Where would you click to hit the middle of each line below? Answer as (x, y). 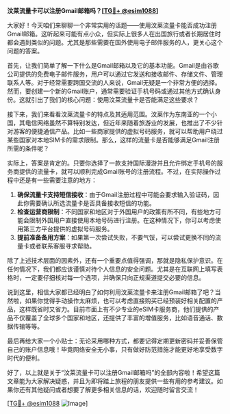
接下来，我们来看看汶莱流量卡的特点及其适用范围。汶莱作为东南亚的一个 (109, 114)
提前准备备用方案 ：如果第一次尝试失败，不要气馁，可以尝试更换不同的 (116, 237)
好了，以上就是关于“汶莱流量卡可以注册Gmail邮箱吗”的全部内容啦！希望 (108, 373)
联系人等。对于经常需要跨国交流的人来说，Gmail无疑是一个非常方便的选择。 (114, 82)
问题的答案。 (25, 51)
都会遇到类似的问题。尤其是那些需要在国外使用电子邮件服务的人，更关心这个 (115, 42)
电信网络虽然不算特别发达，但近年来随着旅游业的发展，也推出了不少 (121, 123)
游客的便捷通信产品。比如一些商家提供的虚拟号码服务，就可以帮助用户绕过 (118, 131)
